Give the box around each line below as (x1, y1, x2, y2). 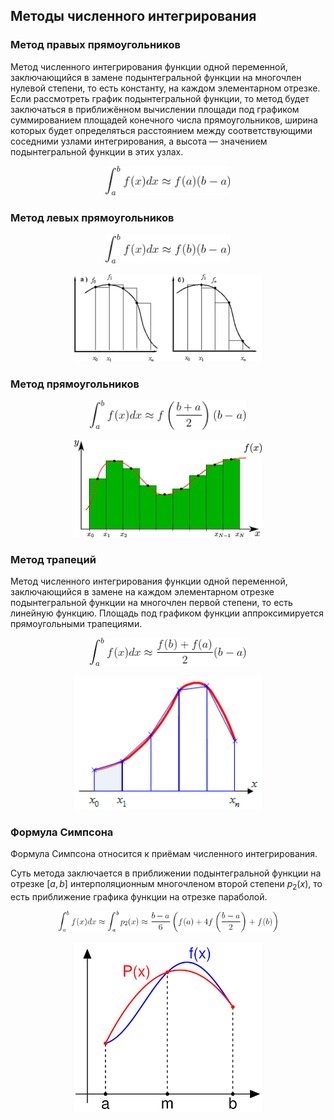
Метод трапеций (10, 552, 97, 566)
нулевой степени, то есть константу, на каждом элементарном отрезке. (10, 82, 321, 94)
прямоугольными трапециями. (10, 618, 143, 630)
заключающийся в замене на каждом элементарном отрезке (10, 586, 275, 598)
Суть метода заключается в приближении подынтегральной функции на (10, 867, 322, 879)
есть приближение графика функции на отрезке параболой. (10, 891, 268, 903)
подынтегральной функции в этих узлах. (10, 145, 184, 158)
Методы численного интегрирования (10, 8, 257, 25)
